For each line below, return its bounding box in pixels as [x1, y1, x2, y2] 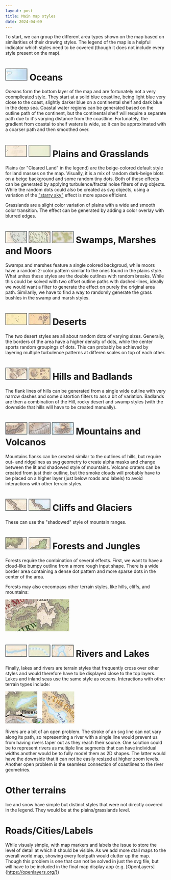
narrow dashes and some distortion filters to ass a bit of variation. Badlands [5, 393, 164, 399]
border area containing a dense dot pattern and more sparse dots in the [5, 568, 156, 574]
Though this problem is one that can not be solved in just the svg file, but [5, 858, 159, 864]
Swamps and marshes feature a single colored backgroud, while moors [5, 262, 155, 268]
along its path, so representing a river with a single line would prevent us [5, 734, 158, 740]
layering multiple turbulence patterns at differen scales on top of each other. [5, 350, 166, 356]
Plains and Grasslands [52, 148, 149, 160]
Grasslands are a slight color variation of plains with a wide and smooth [5, 202, 156, 208]
